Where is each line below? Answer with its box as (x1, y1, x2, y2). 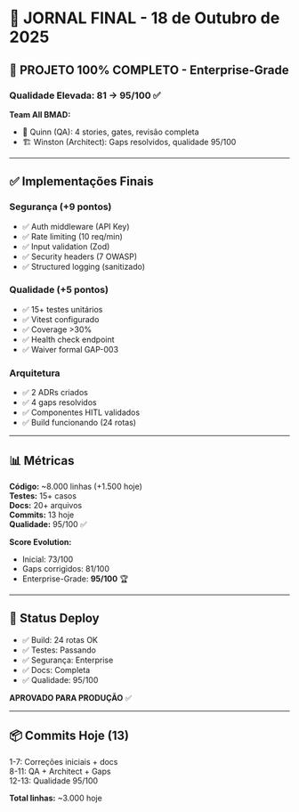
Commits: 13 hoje (9, 509, 75, 520)
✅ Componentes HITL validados (21, 407, 141, 418)
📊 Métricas (9, 453, 75, 468)
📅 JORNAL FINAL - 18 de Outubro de (9, 8, 280, 28)
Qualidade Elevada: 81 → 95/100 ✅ (9, 89, 162, 101)
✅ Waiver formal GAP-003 (21, 344, 118, 354)
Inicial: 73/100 (21, 554, 74, 564)
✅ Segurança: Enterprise (21, 654, 114, 665)
